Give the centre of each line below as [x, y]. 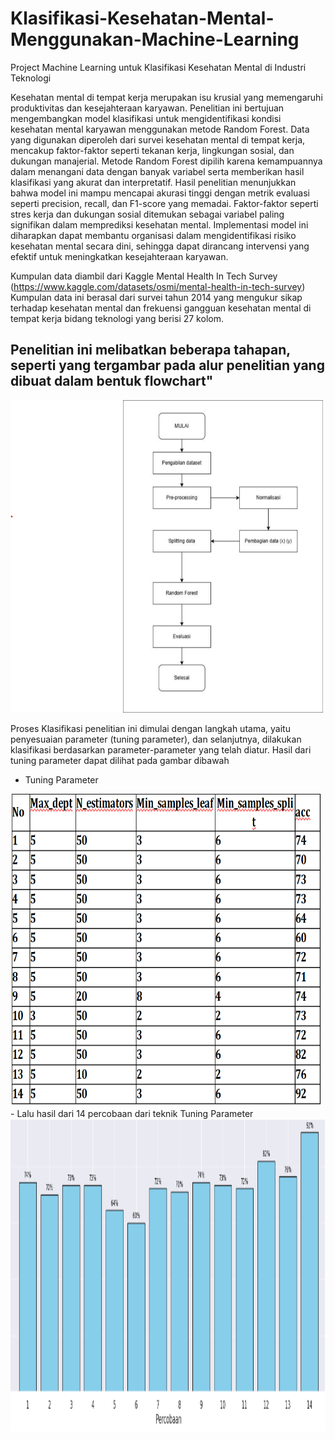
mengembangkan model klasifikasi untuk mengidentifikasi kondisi [146, 118]
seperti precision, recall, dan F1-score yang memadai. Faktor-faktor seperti [164, 203]
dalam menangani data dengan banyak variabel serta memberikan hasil [157, 171]
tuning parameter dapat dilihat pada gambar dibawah [120, 760]
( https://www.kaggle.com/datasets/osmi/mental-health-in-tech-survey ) [158, 286]
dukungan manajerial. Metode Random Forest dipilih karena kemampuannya [166, 161]
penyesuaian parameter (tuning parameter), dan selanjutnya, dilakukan [156, 739]
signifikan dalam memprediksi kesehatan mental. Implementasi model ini [159, 224]
